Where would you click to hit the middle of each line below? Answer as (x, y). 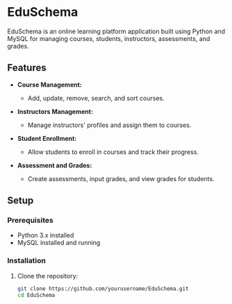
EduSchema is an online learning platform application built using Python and (116, 31)
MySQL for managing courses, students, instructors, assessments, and (109, 38)
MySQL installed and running (59, 243)
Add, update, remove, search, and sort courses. (96, 98)
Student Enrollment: (47, 138)
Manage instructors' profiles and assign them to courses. (109, 125)
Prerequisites (30, 221)
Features (27, 68)
